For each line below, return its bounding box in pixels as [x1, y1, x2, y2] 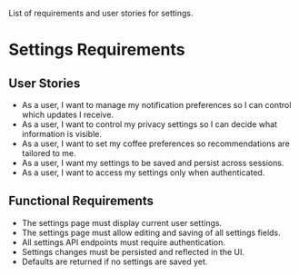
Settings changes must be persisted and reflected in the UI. [21, 246, 245, 257]
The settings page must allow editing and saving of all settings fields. [21, 227, 281, 238]
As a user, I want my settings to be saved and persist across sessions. [21, 158, 284, 168]
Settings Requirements [8, 40, 185, 60]
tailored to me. [21, 148, 76, 158]
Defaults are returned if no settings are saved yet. [21, 256, 208, 267]
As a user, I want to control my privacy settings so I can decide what [21, 119, 278, 130]
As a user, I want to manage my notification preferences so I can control [21, 100, 292, 110]
